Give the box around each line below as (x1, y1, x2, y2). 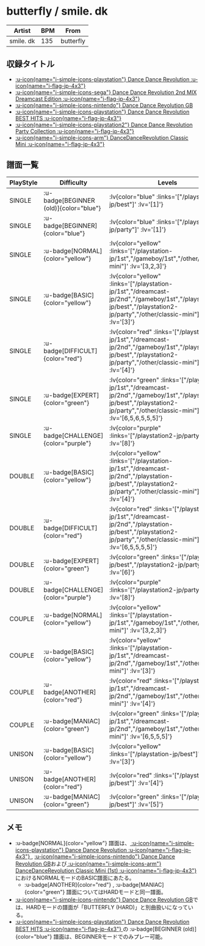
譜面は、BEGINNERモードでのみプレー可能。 (53, 933, 166, 941)
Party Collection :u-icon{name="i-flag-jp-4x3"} (15, 127, 134, 135)
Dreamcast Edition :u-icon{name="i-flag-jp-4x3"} (15, 95, 140, 102)
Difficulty (59, 178, 87, 187)
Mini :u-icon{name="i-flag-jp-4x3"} (15, 140, 105, 148)
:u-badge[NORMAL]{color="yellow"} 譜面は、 (15, 840, 131, 847)
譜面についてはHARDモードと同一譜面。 (66, 889, 167, 896)
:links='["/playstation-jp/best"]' (109, 749, 200, 758)
